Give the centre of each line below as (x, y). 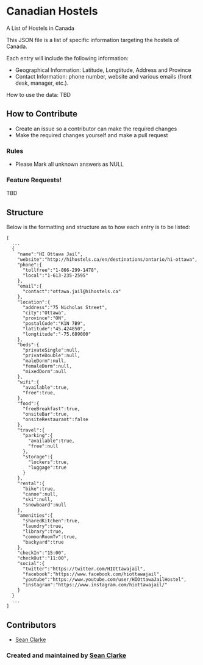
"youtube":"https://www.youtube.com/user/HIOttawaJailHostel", (105, 580)
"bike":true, (39, 489)
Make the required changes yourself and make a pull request (91, 135)
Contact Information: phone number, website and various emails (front (103, 76)
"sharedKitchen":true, (51, 521)
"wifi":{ (28, 382)
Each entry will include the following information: (68, 58)
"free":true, (39, 393)
